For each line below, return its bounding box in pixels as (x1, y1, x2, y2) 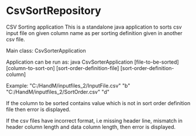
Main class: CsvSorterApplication (6, 47, 86, 54)
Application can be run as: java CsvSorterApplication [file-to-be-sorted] (6, 58, 180, 65)
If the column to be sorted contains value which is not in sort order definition (6, 99, 191, 106)
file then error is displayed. (6, 106, 71, 113)
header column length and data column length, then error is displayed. (6, 123, 176, 130)
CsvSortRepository (6, 4, 101, 18)
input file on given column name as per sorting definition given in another (6, 29, 183, 36)
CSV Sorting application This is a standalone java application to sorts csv (6, 23, 183, 30)
